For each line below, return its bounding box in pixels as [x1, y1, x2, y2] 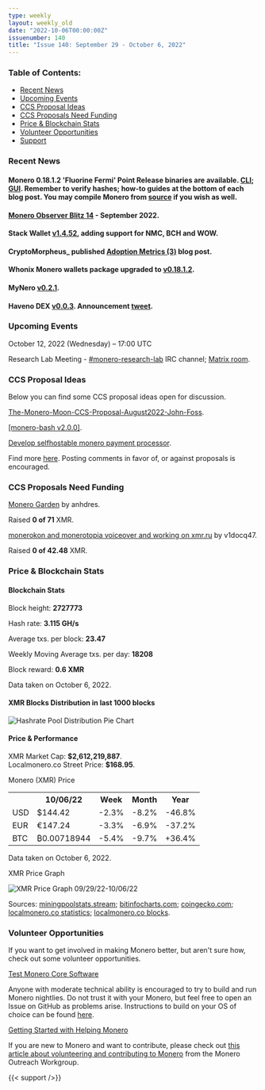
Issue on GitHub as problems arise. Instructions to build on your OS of [8, 1001, 236, 1011]
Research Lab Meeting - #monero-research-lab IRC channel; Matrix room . [8, 354, 251, 363]
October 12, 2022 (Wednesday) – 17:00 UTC [8, 339, 152, 348]
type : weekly [8, 11, 52, 20]
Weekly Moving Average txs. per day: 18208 [8, 649, 153, 658]
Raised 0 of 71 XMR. [8, 515, 74, 524]
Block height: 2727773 [8, 603, 83, 612]
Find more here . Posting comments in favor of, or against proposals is [8, 454, 236, 463]
